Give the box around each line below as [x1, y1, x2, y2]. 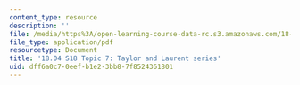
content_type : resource [9, 12, 98, 22]
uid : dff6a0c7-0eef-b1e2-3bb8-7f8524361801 [9, 63, 174, 72]
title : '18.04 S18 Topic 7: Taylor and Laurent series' [9, 54, 221, 63]
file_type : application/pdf [9, 37, 114, 47]
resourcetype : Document [9, 46, 98, 55]
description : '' [9, 21, 70, 30]
